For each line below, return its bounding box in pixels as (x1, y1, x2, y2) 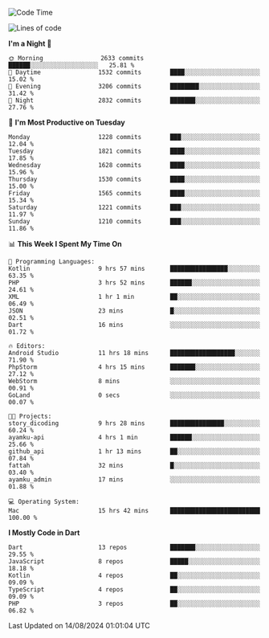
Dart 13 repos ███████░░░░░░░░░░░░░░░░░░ (8, 543, 261, 551)
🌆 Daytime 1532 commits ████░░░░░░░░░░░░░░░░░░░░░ (8, 68, 261, 76)
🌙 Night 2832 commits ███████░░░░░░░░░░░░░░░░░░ (8, 96, 261, 104)
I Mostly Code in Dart (8, 528, 80, 538)
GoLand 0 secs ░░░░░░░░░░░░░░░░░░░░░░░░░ (8, 391, 261, 399)
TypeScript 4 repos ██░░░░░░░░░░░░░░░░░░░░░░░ (8, 586, 261, 594)
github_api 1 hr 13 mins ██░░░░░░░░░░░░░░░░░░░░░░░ (8, 448, 261, 456)
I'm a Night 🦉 (8, 39, 52, 48)
